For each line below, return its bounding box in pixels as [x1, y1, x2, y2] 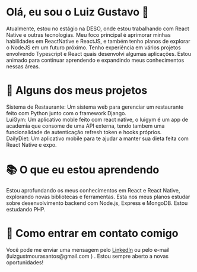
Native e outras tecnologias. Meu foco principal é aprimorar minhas [6, 31, 171, 38]
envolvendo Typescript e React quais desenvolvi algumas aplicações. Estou [6, 50, 192, 57]
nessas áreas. [6, 62, 40, 70]
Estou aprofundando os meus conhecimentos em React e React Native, [6, 186, 180, 194]
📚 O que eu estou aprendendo [6, 163, 160, 177]
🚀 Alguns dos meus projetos [6, 84, 148, 97]
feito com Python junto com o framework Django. [6, 109, 126, 116]
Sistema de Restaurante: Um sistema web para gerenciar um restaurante [6, 103, 184, 110]
